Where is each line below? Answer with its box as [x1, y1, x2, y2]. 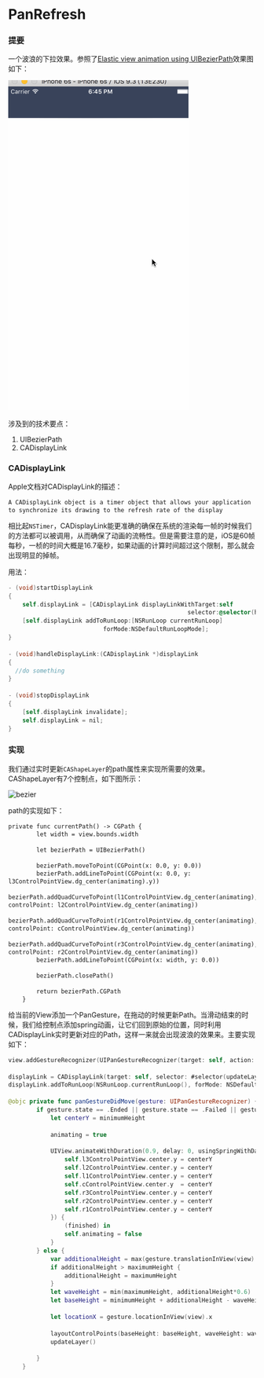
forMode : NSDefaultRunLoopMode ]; [103, 625, 210, 633]
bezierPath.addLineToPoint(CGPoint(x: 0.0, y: [36, 870, 192, 878]
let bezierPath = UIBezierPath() [36, 846, 146, 854]
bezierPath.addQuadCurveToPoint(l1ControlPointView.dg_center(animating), [8, 893, 258, 901]
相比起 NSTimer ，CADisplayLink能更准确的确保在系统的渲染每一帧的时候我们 [8, 521, 252, 530]
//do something [15, 666, 65, 675]
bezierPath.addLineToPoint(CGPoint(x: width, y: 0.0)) [36, 956, 220, 964]
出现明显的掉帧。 [8, 550, 64, 559]
